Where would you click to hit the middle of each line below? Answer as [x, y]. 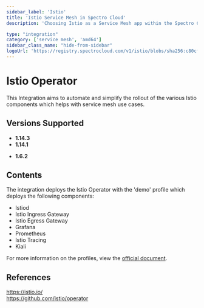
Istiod [22, 208]
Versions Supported [45, 123]
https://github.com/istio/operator [47, 298]
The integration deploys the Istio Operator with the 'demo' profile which [96, 190]
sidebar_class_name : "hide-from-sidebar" [59, 45]
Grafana [25, 227]
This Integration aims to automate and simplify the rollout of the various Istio [102, 98]
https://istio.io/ [25, 292]
